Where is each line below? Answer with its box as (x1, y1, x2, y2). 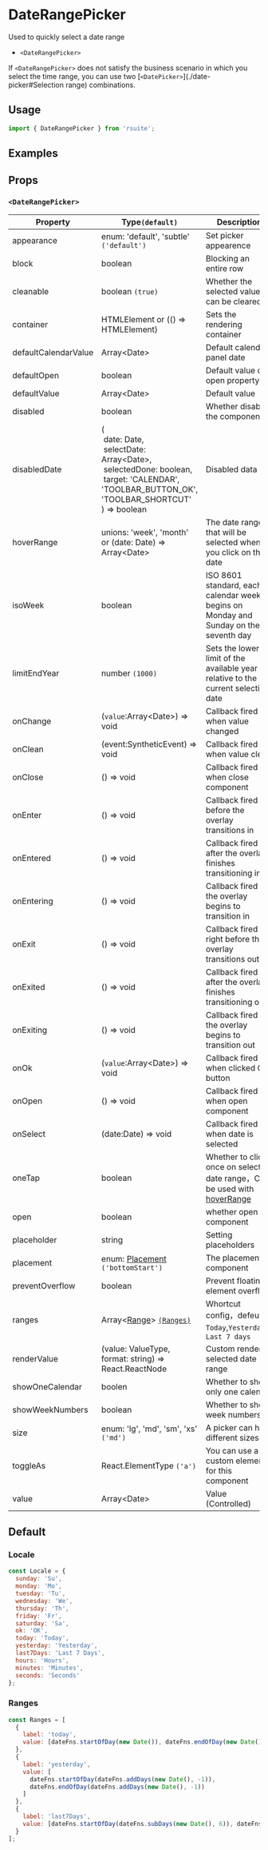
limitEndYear (12, 668, 60, 679)
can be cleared (205, 296, 262, 307)
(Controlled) (205, 1497, 251, 1509)
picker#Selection (8, 80, 64, 90)
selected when (205, 536, 261, 548)
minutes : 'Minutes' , (15, 1664, 84, 1672)
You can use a (205, 1445, 259, 1456)
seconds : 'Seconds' (15, 1671, 81, 1680)
